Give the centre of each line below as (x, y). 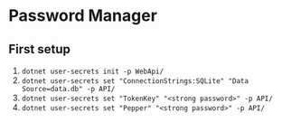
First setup (40, 49)
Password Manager (83, 16)
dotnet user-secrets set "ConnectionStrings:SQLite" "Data (135, 81)
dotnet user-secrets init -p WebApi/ (93, 71)
